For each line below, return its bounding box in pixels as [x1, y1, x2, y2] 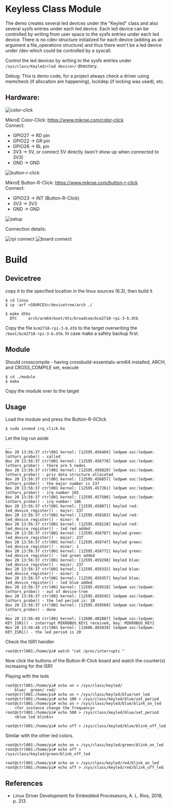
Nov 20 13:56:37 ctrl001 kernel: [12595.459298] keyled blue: [5, 558, 141, 563]
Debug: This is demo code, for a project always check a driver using [5, 73, 149, 79]
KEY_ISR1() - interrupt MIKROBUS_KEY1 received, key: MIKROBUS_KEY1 [5, 621, 155, 626]
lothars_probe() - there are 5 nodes [5, 463, 86, 469]
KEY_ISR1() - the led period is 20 [5, 630, 81, 635]
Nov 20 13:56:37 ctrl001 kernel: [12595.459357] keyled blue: [5, 576, 141, 581]
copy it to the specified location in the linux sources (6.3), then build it [5, 287, 153, 294]
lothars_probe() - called [5, 454, 60, 459]
